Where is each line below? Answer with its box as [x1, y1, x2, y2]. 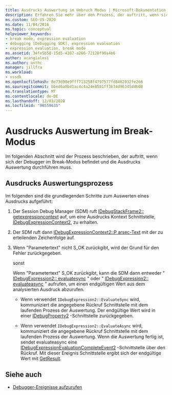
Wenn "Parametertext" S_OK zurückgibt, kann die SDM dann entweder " [12, 270, 165, 276]
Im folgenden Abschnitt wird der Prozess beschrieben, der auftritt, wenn [5, 153, 158, 159]
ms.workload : [5, 70, 33, 75]
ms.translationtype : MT [5, 88, 56, 94]
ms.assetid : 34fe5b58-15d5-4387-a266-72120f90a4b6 [5, 50, 116, 56]
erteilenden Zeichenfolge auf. [12, 235, 75, 241]
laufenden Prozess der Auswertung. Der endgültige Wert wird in [20, 307, 156, 313]
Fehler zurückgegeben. [12, 250, 62, 256]
